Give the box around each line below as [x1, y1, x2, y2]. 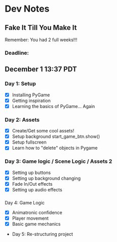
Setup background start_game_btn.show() [12, 133, 100, 140]
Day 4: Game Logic [5, 199, 45, 205]
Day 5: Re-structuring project [12, 231, 73, 237]
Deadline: [5, 49, 29, 56]
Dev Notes [5, 3, 50, 15]
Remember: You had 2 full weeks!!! [5, 37, 77, 43]
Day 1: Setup [5, 80, 36, 87]
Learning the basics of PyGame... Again [12, 103, 95, 109]
